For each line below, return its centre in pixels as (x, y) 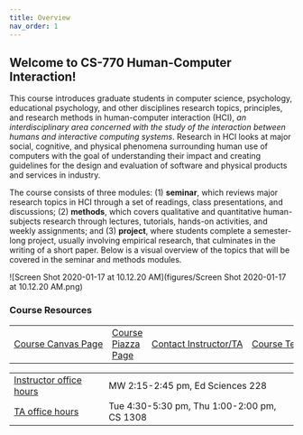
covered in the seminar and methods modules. (96, 260)
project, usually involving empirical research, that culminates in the (151, 241)
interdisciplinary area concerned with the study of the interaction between (148, 127)
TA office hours (46, 412)
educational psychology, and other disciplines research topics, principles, (146, 108)
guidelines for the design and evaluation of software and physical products (148, 166)
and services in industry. (55, 175)
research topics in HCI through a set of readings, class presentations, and (146, 202)
